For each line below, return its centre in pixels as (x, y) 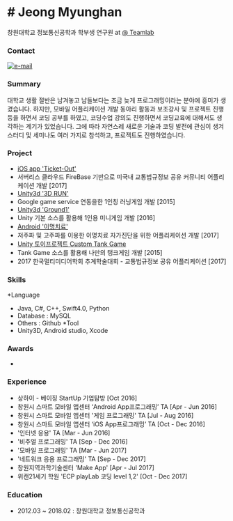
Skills (17, 279)
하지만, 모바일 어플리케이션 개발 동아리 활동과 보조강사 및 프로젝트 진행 (129, 109)
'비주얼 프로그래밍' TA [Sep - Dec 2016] (72, 441)
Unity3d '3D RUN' (43, 193)
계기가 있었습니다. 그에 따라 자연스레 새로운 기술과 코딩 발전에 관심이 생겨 (125, 126)
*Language (24, 295)
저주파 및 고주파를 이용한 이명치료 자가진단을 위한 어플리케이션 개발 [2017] (118, 235)
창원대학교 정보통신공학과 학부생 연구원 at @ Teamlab (81, 32)
